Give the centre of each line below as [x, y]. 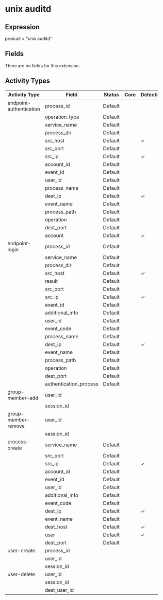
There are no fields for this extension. [42, 65]
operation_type [62, 117]
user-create [21, 550]
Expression [22, 27]
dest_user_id [59, 590]
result [51, 281]
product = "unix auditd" [29, 38]
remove [16, 426]
